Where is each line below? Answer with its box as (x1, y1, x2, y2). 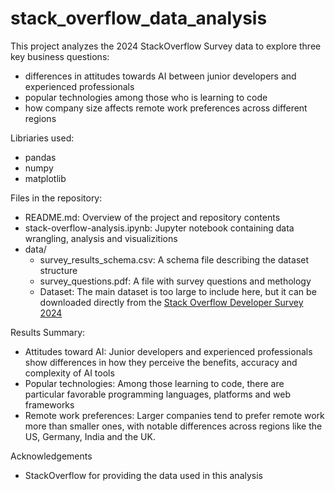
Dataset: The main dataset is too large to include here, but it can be (39, 285, 317, 297)
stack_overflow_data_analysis (10, 7, 268, 30)
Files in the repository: (10, 192, 103, 204)
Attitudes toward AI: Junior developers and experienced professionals (24, 345, 313, 357)
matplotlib (24, 172, 67, 184)
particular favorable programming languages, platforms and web (24, 388, 292, 400)
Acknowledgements (10, 450, 93, 462)
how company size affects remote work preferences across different (24, 102, 308, 114)
